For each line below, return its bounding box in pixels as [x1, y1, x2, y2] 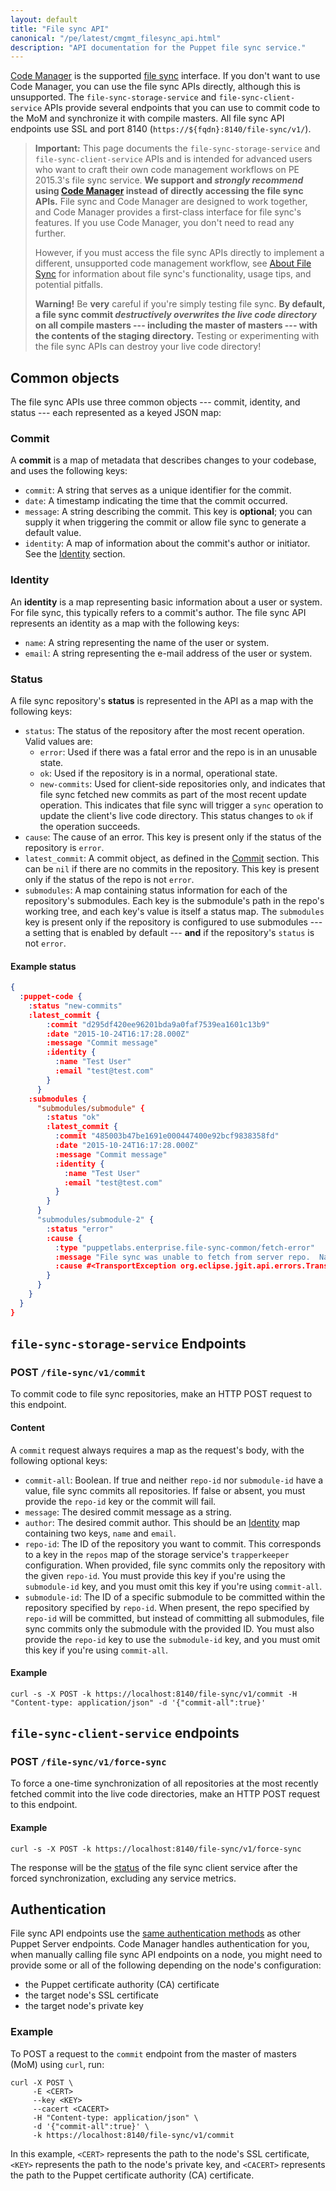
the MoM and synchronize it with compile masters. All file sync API [10, 112, 285, 125]
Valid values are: [24, 735, 93, 747]
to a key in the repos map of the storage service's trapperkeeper [24, 1548, 290, 1560]
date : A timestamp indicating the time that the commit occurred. [24, 495, 288, 507]
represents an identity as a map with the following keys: [10, 617, 240, 629]
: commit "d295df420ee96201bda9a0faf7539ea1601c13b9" [46, 1019, 271, 1030]
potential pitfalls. [34, 279, 104, 291]
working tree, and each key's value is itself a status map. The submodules [24, 905, 325, 917]
